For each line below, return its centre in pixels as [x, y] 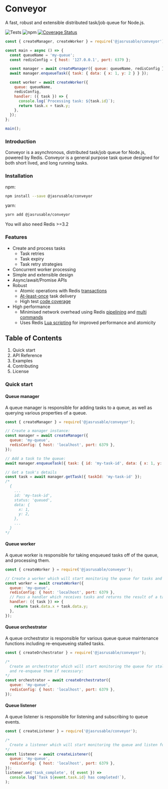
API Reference [27, 355]
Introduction [20, 141]
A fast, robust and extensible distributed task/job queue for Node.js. [75, 22]
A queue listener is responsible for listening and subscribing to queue [77, 716]
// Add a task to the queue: [35, 458]
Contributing [25, 366]
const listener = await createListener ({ [49, 754]
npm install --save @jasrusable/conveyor [49, 196]
